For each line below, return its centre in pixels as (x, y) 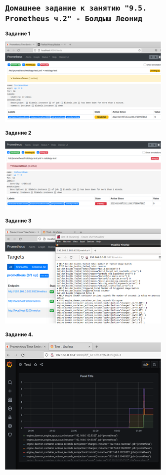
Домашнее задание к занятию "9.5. (76, 8)
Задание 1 (18, 34)
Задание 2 (18, 133)
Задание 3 (18, 221)
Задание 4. (19, 334)
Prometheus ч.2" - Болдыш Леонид (74, 19)
